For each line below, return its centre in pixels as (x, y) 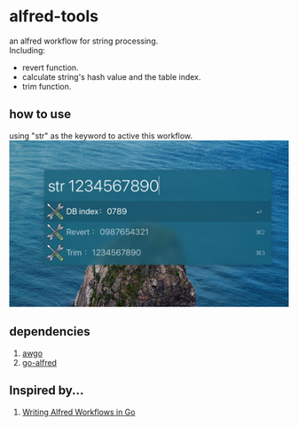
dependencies (50, 331)
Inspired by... (47, 391)
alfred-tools (54, 16)
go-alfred (39, 362)
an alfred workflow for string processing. (84, 41)
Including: (27, 50)
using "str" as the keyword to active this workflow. (101, 136)
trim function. (47, 86)
